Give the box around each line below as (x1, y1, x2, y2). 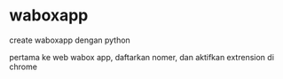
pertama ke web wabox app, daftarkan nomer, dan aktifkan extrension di (9, 51, 275, 62)
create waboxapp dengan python (9, 35, 130, 45)
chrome (9, 61, 38, 72)
